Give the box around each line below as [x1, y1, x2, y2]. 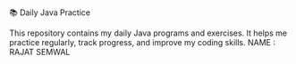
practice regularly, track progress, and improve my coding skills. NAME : [9, 37, 275, 47]
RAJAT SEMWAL [9, 47, 71, 57]
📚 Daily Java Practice [9, 7, 91, 18]
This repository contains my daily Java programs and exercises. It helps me [9, 28, 288, 38]
